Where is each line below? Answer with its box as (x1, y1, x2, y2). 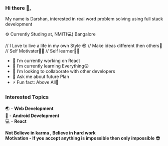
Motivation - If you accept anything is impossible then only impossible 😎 (5, 135, 160, 141)
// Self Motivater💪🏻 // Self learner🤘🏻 (5, 48, 80, 54)
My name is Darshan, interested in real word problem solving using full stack (5, 16, 163, 22)
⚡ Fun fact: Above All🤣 (12, 79, 59, 85)
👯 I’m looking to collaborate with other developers (12, 68, 115, 74)
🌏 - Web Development (5, 105, 54, 111)
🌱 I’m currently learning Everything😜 (12, 63, 89, 69)
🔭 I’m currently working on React (12, 57, 80, 64)
